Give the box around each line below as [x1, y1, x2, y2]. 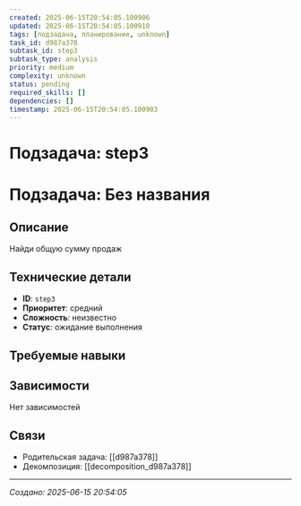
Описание [9, 220, 69, 236]
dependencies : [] [9, 96, 74, 106]
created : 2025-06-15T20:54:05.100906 [9, 13, 150, 22]
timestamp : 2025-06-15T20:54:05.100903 [9, 105, 159, 114]
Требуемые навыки [9, 347, 126, 363]
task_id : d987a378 [9, 38, 78, 47]
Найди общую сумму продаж [9, 244, 123, 254]
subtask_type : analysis [9, 55, 99, 64]
